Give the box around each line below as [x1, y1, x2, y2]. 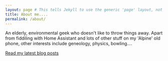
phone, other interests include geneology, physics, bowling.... [5, 41, 132, 47]
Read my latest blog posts [5, 50, 59, 56]
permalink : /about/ [5, 16, 46, 21]
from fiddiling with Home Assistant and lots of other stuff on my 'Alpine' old [5, 35, 160, 41]
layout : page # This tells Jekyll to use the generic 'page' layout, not [5, 7, 163, 12]
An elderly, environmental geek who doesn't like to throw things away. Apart [5, 30, 163, 36]
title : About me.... [5, 12, 49, 17]
